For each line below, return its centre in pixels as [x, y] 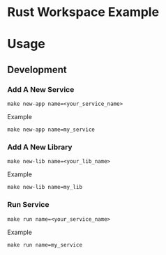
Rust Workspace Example [83, 12]
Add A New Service [41, 89]
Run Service [28, 205]
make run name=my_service [45, 245]
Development [37, 69]
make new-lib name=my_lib [45, 187]
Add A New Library [40, 147]
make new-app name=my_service [51, 130]
